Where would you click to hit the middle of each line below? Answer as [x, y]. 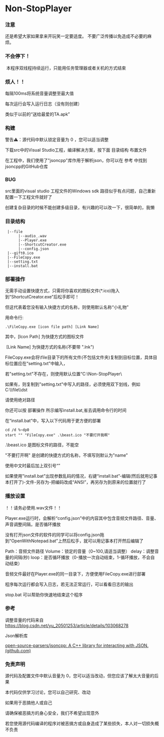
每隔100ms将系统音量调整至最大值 [40, 93]
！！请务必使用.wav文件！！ [33, 507]
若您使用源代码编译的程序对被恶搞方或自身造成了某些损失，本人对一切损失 [80, 724]
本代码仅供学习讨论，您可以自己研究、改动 [48, 692]
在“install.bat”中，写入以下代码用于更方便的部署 [53, 421]
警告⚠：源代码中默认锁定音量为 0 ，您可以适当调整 [57, 139]
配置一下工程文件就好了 [29, 197]
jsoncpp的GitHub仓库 [27, 166]
